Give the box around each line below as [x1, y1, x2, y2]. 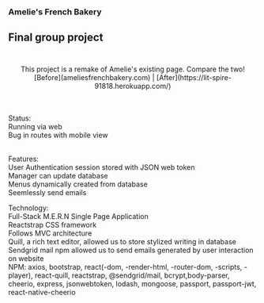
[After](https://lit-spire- [157, 72, 232, 82]
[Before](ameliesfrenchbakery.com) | [34, 72, 156, 82]
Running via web [8, 121, 63, 131]
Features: [8, 154, 40, 163]
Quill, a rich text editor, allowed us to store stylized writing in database [8, 236, 237, 246]
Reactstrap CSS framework [8, 220, 97, 229]
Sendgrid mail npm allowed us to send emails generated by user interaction [8, 245, 255, 255]
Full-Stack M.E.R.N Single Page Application [8, 211, 149, 221]
